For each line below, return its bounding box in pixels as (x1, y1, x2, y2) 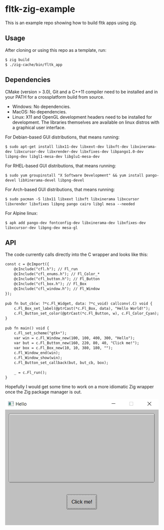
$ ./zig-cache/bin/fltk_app (5, 62, 63, 67)
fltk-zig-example (5, 3, 75, 15)
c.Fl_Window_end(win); (14, 351, 60, 355)
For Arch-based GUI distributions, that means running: (5, 186, 115, 192)
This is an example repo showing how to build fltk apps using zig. (5, 20, 137, 26)
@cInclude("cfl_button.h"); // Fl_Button (14, 277, 100, 282)
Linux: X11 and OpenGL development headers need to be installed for (12, 114, 152, 120)
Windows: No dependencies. (12, 104, 71, 109)
